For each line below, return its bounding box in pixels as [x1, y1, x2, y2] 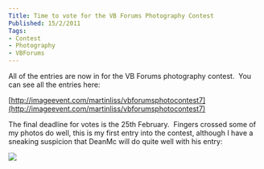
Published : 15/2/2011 [8, 19, 81, 27]
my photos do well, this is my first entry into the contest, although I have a [8, 128, 254, 138]
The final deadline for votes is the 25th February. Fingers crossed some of [8, 120, 256, 129]
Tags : [8, 27, 27, 35]
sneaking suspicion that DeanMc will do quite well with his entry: [8, 137, 223, 146]
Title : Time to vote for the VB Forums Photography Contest [8, 11, 215, 20]
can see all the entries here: [8, 80, 101, 89]
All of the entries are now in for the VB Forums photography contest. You [8, 72, 252, 80]
